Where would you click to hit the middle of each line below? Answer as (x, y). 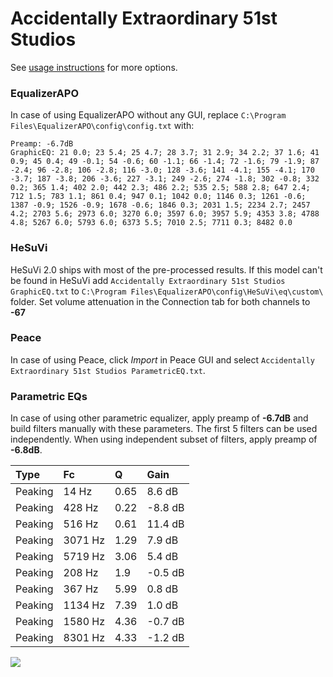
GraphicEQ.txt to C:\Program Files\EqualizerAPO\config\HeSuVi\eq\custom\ (167, 291)
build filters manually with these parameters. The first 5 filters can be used (164, 429)
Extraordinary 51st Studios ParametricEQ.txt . (108, 370)
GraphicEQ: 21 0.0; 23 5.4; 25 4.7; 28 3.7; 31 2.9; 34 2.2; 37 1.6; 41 (165, 153)
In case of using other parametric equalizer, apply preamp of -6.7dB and (159, 418)
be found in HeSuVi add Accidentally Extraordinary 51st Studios (148, 280)
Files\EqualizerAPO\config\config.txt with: (102, 126)
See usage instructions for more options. (94, 67)
